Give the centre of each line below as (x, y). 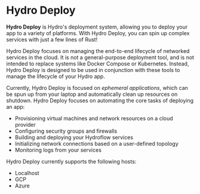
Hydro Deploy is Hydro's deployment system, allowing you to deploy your (97, 27)
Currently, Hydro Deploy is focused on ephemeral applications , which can (97, 87)
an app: (16, 107)
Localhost (27, 173)
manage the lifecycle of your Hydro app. (56, 76)
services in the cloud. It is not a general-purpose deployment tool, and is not (100, 57)
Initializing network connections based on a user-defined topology (97, 143)
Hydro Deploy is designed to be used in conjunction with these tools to (93, 70)
